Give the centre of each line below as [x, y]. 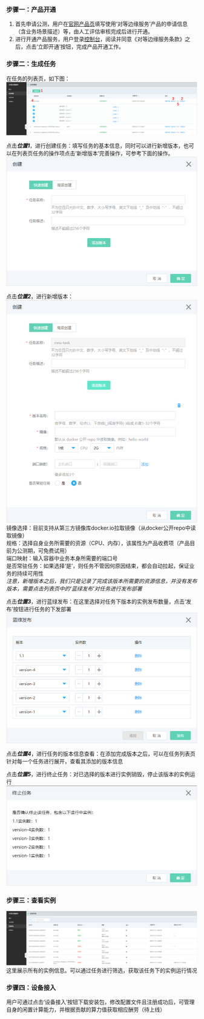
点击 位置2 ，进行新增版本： [40, 296]
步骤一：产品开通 [31, 9]
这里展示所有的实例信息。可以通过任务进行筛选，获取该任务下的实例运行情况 [102, 970]
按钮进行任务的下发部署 [42, 609]
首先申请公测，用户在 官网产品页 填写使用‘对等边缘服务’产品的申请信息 [101, 24]
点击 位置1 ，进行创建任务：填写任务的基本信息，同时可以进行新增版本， [95, 146]
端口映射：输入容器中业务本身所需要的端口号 [62, 558]
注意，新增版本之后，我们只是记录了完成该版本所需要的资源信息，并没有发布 [102, 581]
